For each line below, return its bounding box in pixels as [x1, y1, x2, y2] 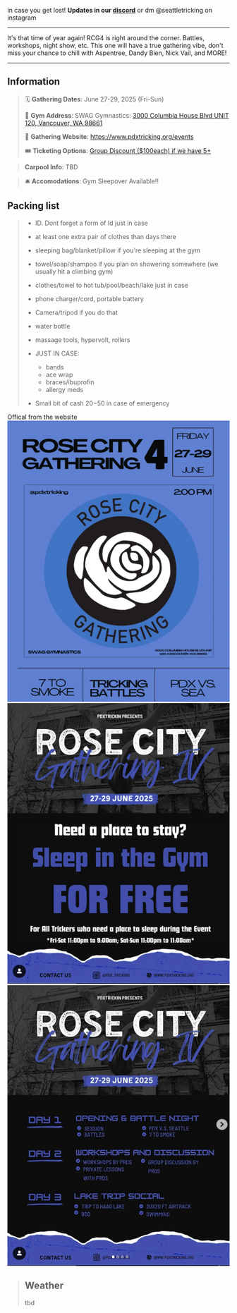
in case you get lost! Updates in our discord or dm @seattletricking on [7, 6, 213, 14]
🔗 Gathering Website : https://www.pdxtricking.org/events [24, 132, 194, 140]
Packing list [7, 200, 60, 212]
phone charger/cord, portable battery [35, 294, 145, 303]
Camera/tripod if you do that [35, 308, 119, 317]
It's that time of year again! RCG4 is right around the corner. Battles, [7, 34, 205, 42]
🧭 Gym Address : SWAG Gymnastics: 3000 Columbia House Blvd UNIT [24, 111, 229, 119]
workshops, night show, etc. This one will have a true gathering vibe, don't [7, 42, 224, 49]
